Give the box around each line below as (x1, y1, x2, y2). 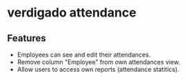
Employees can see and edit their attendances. (17, 50, 151, 59)
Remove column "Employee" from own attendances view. (17, 58, 181, 66)
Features (7, 32, 46, 44)
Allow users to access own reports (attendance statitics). (17, 66, 179, 73)
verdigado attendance (7, 5, 137, 21)
